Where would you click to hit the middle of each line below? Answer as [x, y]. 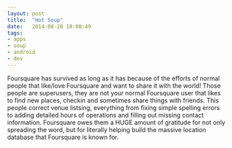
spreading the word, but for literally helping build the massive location [107, 129]
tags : [15, 33]
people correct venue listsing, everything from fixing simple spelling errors [114, 107]
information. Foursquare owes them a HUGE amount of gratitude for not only [116, 122]
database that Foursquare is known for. [63, 137]
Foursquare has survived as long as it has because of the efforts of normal [114, 78]
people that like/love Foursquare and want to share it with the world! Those [114, 85]
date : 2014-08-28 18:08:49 [49, 26]
